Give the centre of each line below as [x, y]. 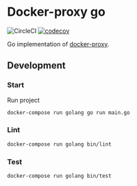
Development [37, 66]
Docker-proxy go [57, 12]
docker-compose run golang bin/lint [59, 144]
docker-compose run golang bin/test [59, 176]
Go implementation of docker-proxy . [58, 44]
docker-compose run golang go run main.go [68, 112]
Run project [23, 100]
